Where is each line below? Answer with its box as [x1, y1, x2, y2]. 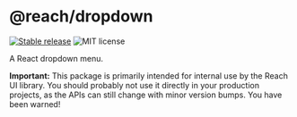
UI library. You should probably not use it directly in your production [9, 79, 260, 90]
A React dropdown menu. [9, 53, 104, 63]
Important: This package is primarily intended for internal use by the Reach [9, 70, 289, 81]
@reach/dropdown [9, 6, 154, 27]
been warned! [9, 98, 61, 109]
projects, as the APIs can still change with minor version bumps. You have [9, 89, 283, 100]
